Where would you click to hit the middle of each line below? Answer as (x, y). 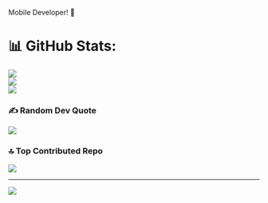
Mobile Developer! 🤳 (42, 12)
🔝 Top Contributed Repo (56, 151)
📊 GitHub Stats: (63, 46)
